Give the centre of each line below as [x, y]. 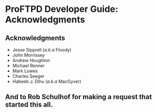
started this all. [29, 105]
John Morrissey [28, 55]
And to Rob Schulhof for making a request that [78, 97]
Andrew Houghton [31, 60]
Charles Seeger [28, 76]
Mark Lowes [25, 71]
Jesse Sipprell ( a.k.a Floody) [42, 50]
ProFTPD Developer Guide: [62, 9]
